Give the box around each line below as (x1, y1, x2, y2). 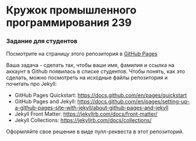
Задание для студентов (6, 37, 78, 45)
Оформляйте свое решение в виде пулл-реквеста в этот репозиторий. (6, 128, 184, 135)
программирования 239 (6, 16, 132, 29)
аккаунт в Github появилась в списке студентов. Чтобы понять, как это (6, 68, 185, 75)
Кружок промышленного (6, 4, 137, 17)
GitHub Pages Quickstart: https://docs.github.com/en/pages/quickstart (14, 92, 187, 99)
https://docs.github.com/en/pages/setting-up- (77, 98, 190, 105)
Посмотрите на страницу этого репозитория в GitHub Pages (6, 51, 158, 58)
